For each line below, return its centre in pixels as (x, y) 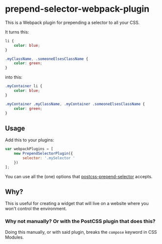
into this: (14, 77)
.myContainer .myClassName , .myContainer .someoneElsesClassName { (75, 104)
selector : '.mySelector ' (49, 158)
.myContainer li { (24, 86)
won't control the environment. (36, 209)
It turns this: (17, 32)
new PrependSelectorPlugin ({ (43, 154)
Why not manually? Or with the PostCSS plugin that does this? (80, 222)
